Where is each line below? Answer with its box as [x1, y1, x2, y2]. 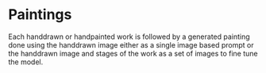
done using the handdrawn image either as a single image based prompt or [8, 40, 254, 49]
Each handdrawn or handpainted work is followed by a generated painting [8, 32, 250, 41]
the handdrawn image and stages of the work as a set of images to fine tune [8, 48, 258, 58]
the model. [8, 57, 44, 67]
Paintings [8, 6, 72, 24]
